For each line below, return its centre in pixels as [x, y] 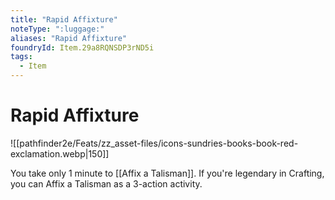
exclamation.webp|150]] [60, 153]
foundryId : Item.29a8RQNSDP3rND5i [82, 47]
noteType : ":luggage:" [57, 29]
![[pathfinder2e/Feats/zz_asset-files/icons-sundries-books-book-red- [154, 143]
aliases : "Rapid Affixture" [69, 38]
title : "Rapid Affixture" [64, 19]
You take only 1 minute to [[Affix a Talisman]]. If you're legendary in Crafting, [167, 173]
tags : [21, 57]
